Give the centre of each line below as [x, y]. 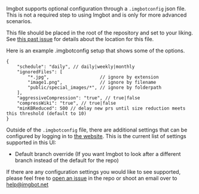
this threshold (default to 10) [46, 114]
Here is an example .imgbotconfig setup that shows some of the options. [96, 51]
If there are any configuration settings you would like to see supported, [94, 172]
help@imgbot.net [27, 184]
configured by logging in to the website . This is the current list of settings [96, 136]
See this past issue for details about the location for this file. [80, 39]
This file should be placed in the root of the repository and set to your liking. [99, 33]
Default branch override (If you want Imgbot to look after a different [98, 154]
